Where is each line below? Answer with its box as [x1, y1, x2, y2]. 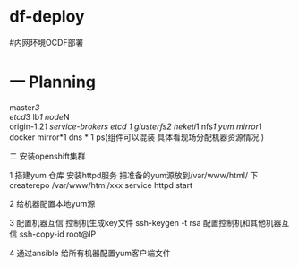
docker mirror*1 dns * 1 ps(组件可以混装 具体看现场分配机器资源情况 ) [9, 132, 264, 142]
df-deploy [9, 6, 85, 27]
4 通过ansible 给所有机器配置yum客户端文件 [9, 247, 172, 258]
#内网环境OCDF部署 [9, 37, 84, 47]
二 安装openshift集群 [9, 151, 86, 161]
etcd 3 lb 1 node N [9, 111, 70, 122]
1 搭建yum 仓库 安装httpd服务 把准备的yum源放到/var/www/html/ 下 [9, 169, 259, 180]
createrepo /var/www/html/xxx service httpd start [9, 179, 193, 190]
